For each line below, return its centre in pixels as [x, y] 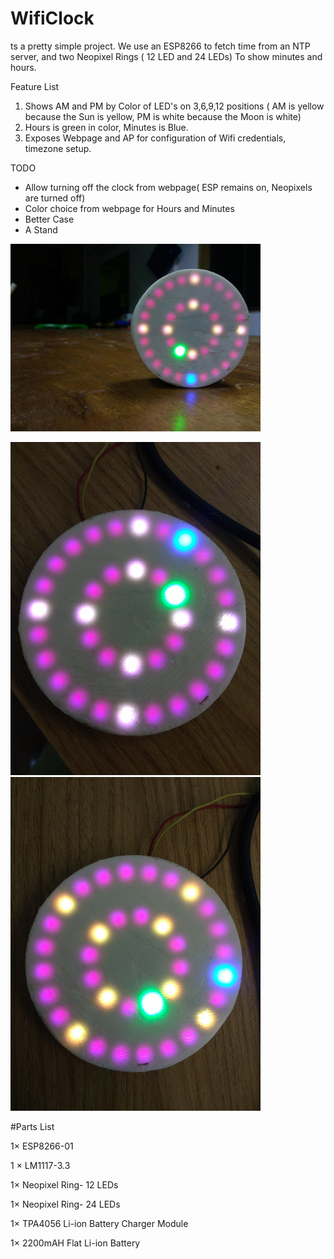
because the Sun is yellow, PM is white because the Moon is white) [163, 116]
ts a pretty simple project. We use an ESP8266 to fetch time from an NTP [160, 46]
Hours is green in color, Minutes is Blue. [106, 127]
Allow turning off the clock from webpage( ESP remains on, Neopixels [168, 187]
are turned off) [55, 198]
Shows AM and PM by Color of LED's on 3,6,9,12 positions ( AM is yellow [174, 106]
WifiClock [52, 18]
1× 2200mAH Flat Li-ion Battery [75, 1243]
